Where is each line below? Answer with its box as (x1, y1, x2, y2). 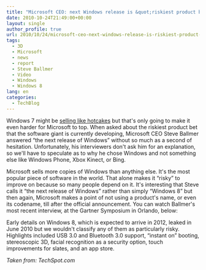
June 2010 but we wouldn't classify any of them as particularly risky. (6, 225, 180, 233)
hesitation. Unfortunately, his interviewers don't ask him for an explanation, (6, 143, 196, 150)
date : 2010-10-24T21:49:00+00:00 (6, 15, 92, 21)
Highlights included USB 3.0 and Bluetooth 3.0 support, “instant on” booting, (6, 231, 199, 239)
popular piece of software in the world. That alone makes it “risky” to (6, 174, 180, 181)
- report (12, 60, 34, 66)
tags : (6, 37, 20, 43)
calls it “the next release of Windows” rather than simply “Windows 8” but (6, 187, 193, 195)
